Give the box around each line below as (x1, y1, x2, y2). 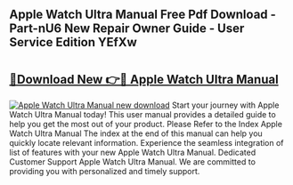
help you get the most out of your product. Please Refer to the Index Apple (9, 119, 283, 129)
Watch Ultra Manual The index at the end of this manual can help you (9, 128, 263, 139)
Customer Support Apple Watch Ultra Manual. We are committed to (9, 157, 256, 167)
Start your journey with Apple (172, 100, 280, 110)
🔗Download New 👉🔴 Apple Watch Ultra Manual (9, 71, 279, 87)
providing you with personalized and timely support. (9, 166, 200, 176)
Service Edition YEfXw (9, 35, 138, 50)
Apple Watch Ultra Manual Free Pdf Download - (9, 7, 276, 22)
